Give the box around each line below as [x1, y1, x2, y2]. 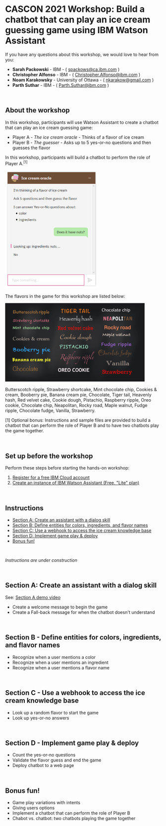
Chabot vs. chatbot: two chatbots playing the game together [12, 816, 136, 822]
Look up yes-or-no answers [12, 715, 69, 721]
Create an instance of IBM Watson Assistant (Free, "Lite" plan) [12, 480, 140, 486]
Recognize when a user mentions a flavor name [12, 664, 110, 670]
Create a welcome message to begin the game [12, 604, 108, 610]
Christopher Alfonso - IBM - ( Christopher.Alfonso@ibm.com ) [12, 71, 140, 77]
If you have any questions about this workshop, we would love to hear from [5, 51, 159, 58]
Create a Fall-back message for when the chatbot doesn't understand [12, 609, 155, 615]
